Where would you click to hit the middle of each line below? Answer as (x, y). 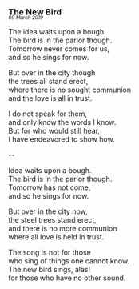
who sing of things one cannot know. (69, 261)
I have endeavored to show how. (62, 139)
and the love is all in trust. (50, 98)
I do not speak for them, (48, 114)
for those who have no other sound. (67, 278)
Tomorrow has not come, (50, 187)
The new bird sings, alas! (50, 270)
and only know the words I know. (62, 122)
